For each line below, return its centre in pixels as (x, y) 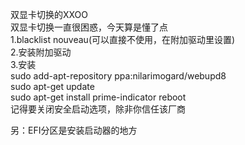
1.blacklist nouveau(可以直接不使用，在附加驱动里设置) (123, 39)
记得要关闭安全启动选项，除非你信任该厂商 (98, 109)
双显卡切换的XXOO (49, 14)
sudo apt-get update (52, 86)
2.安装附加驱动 (41, 52)
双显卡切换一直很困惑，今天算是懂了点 (89, 27)
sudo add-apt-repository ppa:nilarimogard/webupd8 (118, 76)
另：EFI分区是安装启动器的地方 (74, 130)
